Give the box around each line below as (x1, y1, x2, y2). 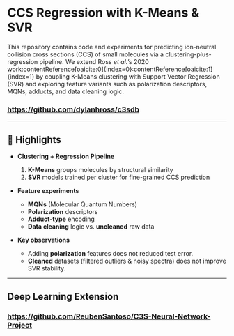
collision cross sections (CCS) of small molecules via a (7, 50, 164, 59)
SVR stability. (27, 264, 66, 273)
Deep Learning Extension (7, 291, 119, 303)
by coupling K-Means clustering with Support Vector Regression (36, 72, 221, 81)
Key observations (17, 236, 70, 245)
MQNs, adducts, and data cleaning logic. (7, 87, 124, 96)
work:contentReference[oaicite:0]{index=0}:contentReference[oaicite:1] (7, 65, 213, 73)
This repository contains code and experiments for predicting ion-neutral (7, 43, 217, 51)
